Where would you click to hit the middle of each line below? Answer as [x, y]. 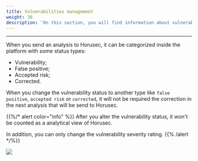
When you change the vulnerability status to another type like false [88, 93]
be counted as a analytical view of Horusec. [60, 123]
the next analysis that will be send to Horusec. [62, 105]
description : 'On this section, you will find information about [88, 22]
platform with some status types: [46, 51]
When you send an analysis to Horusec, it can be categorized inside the [93, 45]
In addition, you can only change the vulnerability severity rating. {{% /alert [97, 134]
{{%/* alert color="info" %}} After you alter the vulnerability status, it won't [97, 117]
